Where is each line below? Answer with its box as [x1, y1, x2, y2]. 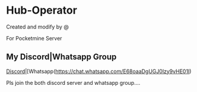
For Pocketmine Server [6, 34, 62, 42]
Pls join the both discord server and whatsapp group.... [6, 79, 141, 86]
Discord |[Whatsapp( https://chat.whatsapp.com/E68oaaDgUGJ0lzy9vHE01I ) [6, 68, 192, 75]
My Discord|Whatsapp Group [6, 52, 117, 62]
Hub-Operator [6, 4, 77, 17]
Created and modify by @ [6, 23, 69, 30]
